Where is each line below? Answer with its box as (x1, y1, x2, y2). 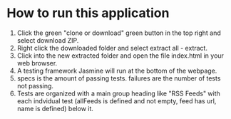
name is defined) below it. (16, 104, 94, 113)
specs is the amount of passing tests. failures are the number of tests (16, 73, 221, 83)
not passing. (16, 81, 54, 90)
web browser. (16, 58, 58, 67)
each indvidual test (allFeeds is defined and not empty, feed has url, (16, 96, 217, 105)
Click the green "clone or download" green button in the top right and (16, 29, 222, 37)
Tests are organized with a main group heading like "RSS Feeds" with (16, 89, 220, 98)
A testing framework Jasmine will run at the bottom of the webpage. (16, 66, 217, 75)
